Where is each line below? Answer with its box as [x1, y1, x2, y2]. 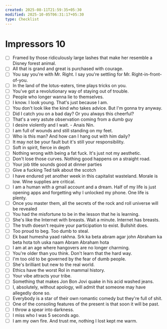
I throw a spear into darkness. [12, 306, 74, 312]
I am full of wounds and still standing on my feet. [12, 128, 113, 133]
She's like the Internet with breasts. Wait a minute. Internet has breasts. [12, 216, 160, 223]
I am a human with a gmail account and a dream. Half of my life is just [12, 184, 156, 190]
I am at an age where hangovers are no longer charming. [12, 245, 130, 250]
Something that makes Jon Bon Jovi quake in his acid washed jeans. [12, 278, 154, 284]
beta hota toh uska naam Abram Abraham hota [12, 239, 109, 245]
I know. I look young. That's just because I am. [12, 99, 108, 105]
